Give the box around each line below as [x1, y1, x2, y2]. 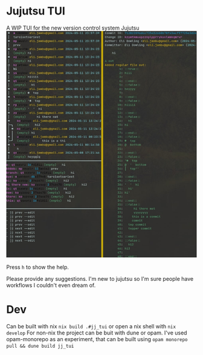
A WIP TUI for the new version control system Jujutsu [6, 24, 140, 31]
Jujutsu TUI [6, 4, 65, 18]
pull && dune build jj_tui [6, 343, 74, 349]
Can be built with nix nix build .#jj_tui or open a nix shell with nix [6, 322, 176, 330]
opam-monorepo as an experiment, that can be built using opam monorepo [6, 335, 188, 342]
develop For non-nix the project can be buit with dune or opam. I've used [6, 329, 187, 336]
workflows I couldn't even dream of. [6, 282, 96, 289]
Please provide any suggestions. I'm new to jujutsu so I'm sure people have [6, 275, 194, 283]
